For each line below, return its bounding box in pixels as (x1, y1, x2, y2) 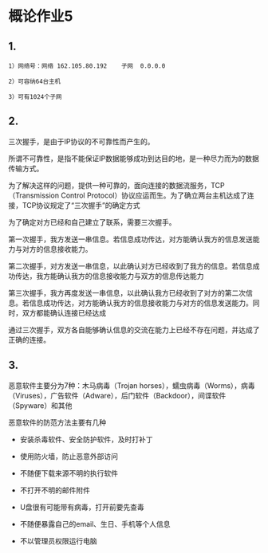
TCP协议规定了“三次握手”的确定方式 (22, 200, 141, 210)
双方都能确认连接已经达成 (22, 308, 106, 317)
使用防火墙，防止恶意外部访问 (19, 451, 118, 461)
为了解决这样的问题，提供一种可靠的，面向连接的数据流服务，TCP (8, 180, 225, 190)
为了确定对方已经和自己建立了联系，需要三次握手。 (8, 217, 176, 227)
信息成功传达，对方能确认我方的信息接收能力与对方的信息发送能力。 (29, 298, 253, 308)
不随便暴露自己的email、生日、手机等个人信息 (19, 519, 171, 528)
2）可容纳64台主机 (8, 77, 61, 85)
